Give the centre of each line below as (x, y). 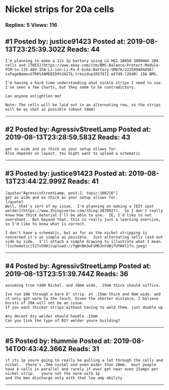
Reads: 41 (83, 182)
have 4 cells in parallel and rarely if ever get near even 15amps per (82, 369)
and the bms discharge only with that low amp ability (64, 378)
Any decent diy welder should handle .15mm (52, 316)
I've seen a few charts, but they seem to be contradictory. (71, 87)
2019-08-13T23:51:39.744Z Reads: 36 (67, 274)
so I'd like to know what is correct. (46, 224)
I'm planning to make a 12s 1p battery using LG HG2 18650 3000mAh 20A (82, 61)
